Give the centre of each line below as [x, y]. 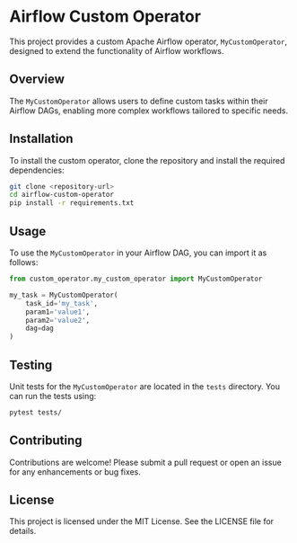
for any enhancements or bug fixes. [75, 472]
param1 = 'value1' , [58, 312]
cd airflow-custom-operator [62, 195]
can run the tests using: [53, 396]
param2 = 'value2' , [58, 320]
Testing [31, 365]
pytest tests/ [36, 412]
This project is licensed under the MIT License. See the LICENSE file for [142, 521]
